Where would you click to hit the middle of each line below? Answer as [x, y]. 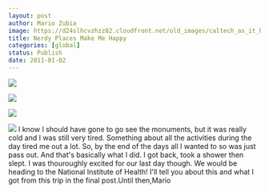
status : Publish [35, 53]
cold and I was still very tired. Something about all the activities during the [130, 138]
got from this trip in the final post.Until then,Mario [90, 180]
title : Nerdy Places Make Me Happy [68, 38]
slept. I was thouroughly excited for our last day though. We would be [123, 163]
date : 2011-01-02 [37, 61]
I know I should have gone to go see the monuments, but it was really [132, 129]
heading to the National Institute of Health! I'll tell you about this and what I [131, 171]
